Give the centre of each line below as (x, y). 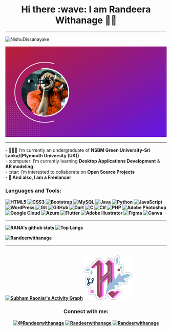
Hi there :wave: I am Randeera (86, 9)
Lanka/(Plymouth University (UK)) (42, 156)
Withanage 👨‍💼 (86, 20)
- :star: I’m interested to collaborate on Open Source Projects (70, 172)
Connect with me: (86, 311)
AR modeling (19, 167)
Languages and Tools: (33, 191)
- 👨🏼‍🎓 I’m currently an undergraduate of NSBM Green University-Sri (78, 150)
